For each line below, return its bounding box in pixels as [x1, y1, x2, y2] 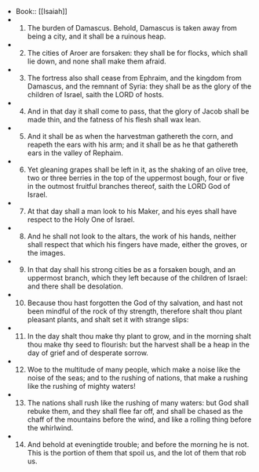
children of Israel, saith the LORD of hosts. [27, 90, 165, 99]
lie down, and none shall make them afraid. [27, 56, 166, 66]
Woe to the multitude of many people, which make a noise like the [27, 365, 241, 374]
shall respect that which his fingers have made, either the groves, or [27, 240, 248, 249]
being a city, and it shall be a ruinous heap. [27, 31, 166, 41]
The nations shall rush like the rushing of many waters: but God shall [27, 398, 250, 407]
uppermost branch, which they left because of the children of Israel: [27, 274, 248, 282]
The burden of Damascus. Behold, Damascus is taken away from [27, 24, 238, 32]
